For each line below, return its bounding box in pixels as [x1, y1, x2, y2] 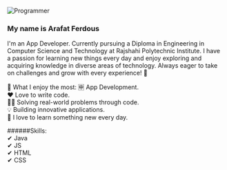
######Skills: [7, 126, 47, 135]
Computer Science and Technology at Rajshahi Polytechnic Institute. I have [7, 47, 221, 55]
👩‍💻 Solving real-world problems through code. [7, 98, 139, 106]
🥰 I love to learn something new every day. [7, 113, 128, 122]
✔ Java [7, 134, 28, 142]
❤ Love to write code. [7, 91, 70, 100]
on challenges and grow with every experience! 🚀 [7, 69, 148, 77]
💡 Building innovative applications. [7, 106, 105, 114]
